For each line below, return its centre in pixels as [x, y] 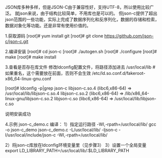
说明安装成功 [18, 114]
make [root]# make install [31, 57]
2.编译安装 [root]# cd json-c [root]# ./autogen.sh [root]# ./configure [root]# [81, 51]
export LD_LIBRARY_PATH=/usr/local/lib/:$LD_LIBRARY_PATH [67, 150]
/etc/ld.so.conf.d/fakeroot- [119, 73]
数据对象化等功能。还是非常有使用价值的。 [48, 25]
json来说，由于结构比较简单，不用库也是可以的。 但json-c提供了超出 [88, 13]
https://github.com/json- [129, 36]
